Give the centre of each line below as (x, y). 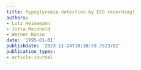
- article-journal (30, 57)
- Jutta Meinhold (28, 29)
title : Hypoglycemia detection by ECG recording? (71, 12)
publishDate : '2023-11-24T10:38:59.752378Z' (64, 46)
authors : (17, 18)
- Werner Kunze (26, 35)
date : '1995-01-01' (31, 40)
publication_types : (31, 52)
